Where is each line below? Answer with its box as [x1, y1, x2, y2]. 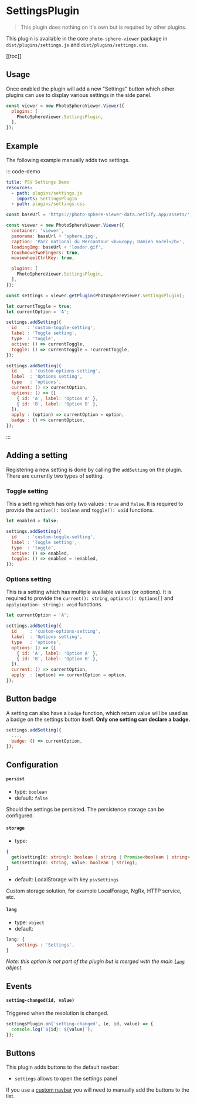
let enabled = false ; [6, 518, 59, 524]
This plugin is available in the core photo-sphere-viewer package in [6, 35, 168, 42]
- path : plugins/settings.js [11, 190, 83, 196]
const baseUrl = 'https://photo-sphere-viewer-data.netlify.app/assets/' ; [6, 212, 193, 218]
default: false [14, 794, 48, 801]
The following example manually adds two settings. [6, 156, 130, 163]
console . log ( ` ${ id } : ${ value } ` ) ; [11, 1026, 93, 1032]
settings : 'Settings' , [16, 942, 75, 948]
